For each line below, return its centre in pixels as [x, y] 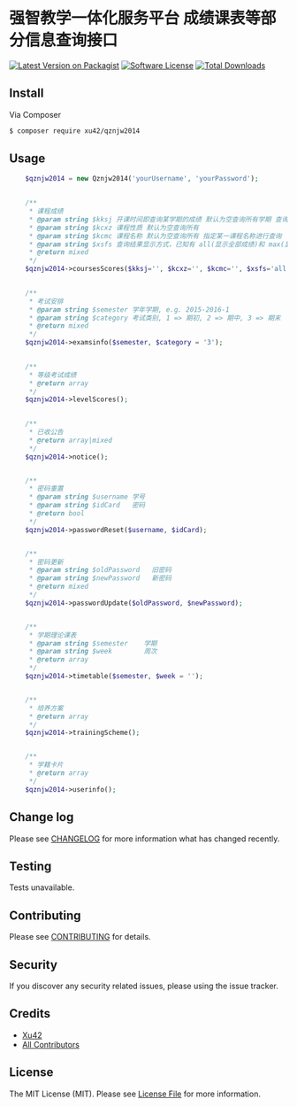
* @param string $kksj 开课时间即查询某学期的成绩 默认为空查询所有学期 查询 [159, 219]
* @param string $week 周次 [93, 652]
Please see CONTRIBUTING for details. [80, 937]
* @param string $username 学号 [87, 497]
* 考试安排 [46, 301]
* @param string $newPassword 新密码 [100, 578]
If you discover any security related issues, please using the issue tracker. [144, 986]
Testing [30, 866]
